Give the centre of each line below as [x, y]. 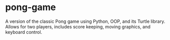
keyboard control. [24, 32]
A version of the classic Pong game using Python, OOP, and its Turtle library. [85, 21]
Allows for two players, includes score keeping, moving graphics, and [78, 26]
